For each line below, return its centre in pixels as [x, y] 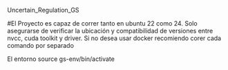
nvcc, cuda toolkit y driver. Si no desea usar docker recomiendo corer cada [114, 38]
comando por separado [41, 45]
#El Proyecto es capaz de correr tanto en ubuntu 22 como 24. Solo [103, 23]
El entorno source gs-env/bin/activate [61, 59]
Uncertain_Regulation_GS [43, 10]
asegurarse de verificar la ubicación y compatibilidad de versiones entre [110, 31]
